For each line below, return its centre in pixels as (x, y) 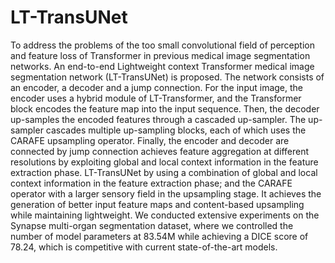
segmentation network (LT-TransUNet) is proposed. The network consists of (167, 77)
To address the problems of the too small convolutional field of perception (162, 45)
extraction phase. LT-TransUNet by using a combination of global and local (164, 172)
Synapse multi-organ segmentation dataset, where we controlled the (152, 225)
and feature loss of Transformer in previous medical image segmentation (160, 55)
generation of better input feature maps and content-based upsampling (157, 204)
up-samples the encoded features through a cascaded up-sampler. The (158, 119)
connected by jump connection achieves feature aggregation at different (160, 151)
